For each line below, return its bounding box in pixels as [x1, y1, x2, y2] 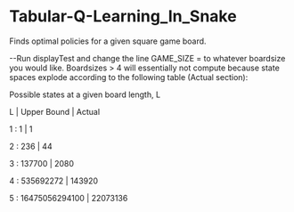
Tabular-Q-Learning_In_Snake [9, 6, 238, 27]
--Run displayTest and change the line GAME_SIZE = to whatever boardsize [9, 53, 286, 63]
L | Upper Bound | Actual [9, 106, 101, 117]
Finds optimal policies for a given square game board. [9, 36, 207, 46]
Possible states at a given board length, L [9, 89, 161, 100]
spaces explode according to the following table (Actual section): [9, 71, 249, 82]
